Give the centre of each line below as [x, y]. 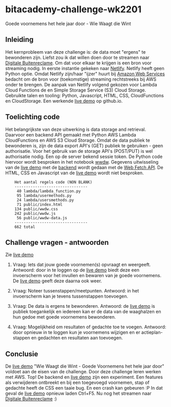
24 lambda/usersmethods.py [45, 200]
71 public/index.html [40, 205]
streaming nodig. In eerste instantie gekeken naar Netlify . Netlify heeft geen [85, 68]
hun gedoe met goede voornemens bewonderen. [64, 317]
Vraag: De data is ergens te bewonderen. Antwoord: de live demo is [84, 306]
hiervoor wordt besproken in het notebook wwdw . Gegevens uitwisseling [82, 162]
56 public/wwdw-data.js [42, 218]
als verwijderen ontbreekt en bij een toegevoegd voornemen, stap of [77, 382]
